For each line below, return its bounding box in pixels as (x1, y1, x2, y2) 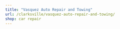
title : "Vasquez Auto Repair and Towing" (5, 7, 93, 12)
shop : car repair (5, 16, 41, 21)
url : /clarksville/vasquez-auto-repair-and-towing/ (5, 12, 115, 17)
